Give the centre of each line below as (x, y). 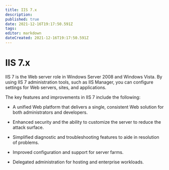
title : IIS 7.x (21, 10)
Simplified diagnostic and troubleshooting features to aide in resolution (86, 137)
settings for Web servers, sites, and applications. (56, 87)
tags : (11, 29)
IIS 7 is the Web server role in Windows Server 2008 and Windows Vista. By (84, 76)
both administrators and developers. (50, 112)
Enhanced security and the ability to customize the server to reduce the (87, 122)
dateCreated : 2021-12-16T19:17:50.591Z (47, 38)
